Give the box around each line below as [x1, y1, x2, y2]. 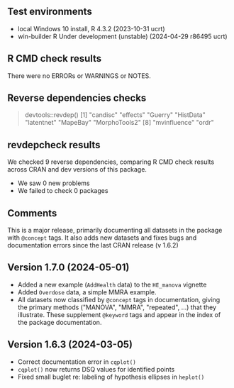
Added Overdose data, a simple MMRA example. [17, 287, 157, 296]
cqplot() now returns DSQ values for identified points [17, 365, 175, 373]
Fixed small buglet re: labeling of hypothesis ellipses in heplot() [17, 372, 205, 381]
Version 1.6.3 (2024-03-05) [7, 338, 133, 350]
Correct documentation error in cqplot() [17, 357, 136, 366]
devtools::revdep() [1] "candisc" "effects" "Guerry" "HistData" [24, 111, 206, 119]
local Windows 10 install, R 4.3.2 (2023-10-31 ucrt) [17, 24, 165, 33]
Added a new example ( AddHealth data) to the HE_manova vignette [17, 280, 207, 289]
